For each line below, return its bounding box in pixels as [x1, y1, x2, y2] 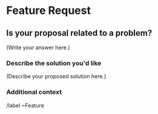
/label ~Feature [6, 101, 44, 109]
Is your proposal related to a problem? [6, 28, 153, 38]
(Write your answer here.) [6, 44, 71, 51]
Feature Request [6, 4, 91, 18]
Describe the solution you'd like [6, 59, 102, 67]
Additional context [6, 88, 62, 96]
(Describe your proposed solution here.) [6, 73, 107, 80]
